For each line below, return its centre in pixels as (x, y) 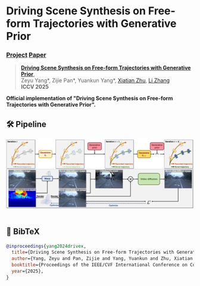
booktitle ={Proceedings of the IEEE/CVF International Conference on (99, 265)
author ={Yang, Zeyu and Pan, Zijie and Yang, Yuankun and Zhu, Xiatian (102, 259)
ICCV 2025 (35, 87)
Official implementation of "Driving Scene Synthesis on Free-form (90, 98)
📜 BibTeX (23, 231)
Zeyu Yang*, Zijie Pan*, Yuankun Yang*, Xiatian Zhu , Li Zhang (95, 80)
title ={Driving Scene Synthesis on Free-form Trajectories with (93, 252)
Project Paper (26, 55)
